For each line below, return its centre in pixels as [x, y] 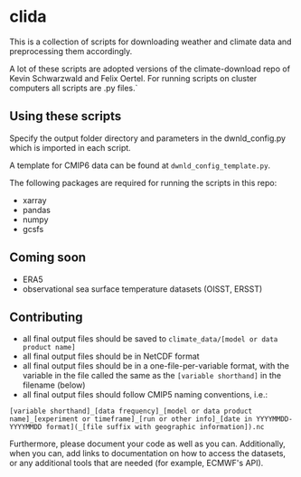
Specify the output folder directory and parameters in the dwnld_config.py [148, 138]
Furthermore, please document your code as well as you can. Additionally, [148, 444]
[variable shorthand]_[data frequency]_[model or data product [131, 412]
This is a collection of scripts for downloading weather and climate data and [150, 42]
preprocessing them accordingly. [71, 51]
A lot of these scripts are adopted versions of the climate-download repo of [150, 69]
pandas [37, 210]
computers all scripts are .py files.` [74, 88]
